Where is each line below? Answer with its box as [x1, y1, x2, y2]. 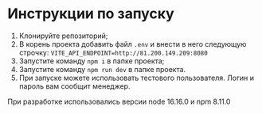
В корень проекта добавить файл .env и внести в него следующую [18, 39, 247, 48]
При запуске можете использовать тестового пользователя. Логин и [18, 73, 254, 82]
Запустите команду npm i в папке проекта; [18, 56, 165, 66]
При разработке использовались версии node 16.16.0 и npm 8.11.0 [7, 97, 231, 106]
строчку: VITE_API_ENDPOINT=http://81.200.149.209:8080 [18, 47, 208, 57]
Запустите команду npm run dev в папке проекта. [18, 64, 186, 74]
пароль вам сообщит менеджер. [18, 81, 131, 91]
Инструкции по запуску [7, 5, 174, 23]
